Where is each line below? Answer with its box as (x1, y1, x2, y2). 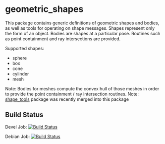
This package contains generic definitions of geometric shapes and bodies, (5, 20, 160, 26)
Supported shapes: (5, 45, 45, 51)
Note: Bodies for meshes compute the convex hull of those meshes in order (5, 85, 160, 91)
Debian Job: (5, 133, 30, 140)
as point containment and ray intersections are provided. (5, 36, 121, 42)
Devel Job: (5, 124, 27, 130)
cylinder (12, 71, 29, 76)
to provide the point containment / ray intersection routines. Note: (5, 91, 139, 97)
